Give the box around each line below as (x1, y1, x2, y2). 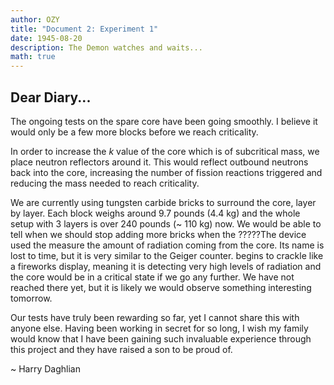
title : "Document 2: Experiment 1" (10, 24, 159, 34)
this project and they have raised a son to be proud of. (10, 343, 233, 355)
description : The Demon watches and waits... (10, 42, 203, 53)
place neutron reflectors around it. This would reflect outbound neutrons (10, 156, 309, 168)
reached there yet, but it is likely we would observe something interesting (10, 281, 312, 293)
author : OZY (10, 14, 60, 25)
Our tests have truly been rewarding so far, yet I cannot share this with (10, 311, 300, 323)
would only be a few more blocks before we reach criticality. (10, 126, 259, 138)
